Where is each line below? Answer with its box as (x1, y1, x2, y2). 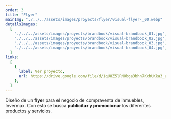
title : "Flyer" (5, 12, 38, 17)
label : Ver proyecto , (18, 69, 65, 74)
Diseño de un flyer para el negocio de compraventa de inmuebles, (5, 97, 145, 103)
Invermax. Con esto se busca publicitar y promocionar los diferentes (5, 102, 151, 108)
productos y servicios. (5, 108, 52, 114)
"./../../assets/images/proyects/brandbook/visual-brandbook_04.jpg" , (14, 45, 167, 50)
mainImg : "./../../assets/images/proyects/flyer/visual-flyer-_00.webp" (5, 17, 163, 22)
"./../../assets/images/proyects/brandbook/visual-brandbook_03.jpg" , (14, 41, 167, 46)
